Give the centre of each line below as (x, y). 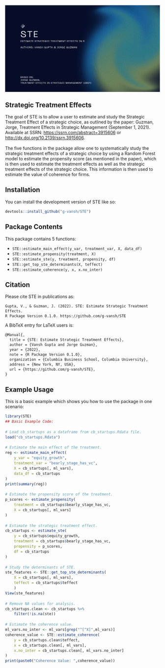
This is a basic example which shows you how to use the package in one (79, 402)
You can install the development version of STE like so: (61, 202)
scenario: (14, 407)
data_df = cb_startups (37, 474)
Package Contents (34, 227)
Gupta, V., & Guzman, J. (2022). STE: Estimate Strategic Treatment (77, 306)
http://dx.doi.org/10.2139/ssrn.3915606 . (45, 138)
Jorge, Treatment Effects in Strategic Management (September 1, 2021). (78, 127)
